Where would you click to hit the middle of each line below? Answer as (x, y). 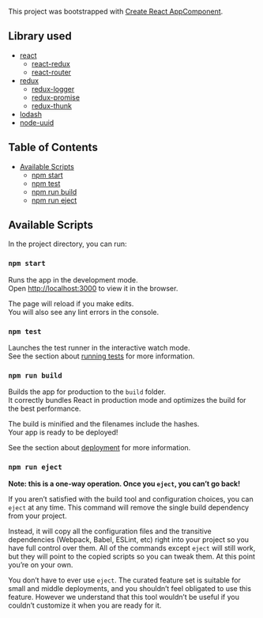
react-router (51, 72)
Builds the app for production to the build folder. (87, 392)
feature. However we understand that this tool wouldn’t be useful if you (124, 597)
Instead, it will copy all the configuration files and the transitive (110, 531)
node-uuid (37, 123)
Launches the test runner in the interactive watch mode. (100, 348)
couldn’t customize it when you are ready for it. (85, 605)
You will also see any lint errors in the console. (84, 312)
